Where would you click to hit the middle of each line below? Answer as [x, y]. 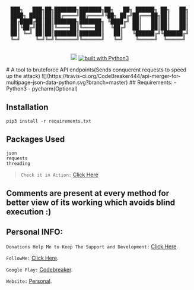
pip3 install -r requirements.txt [49, 121]
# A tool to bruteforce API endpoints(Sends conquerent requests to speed [96, 70]
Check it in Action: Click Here [60, 174]
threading [18, 163]
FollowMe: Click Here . [32, 258]
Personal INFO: [35, 232]
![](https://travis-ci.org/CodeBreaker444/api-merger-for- [111, 76]
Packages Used [36, 140]
